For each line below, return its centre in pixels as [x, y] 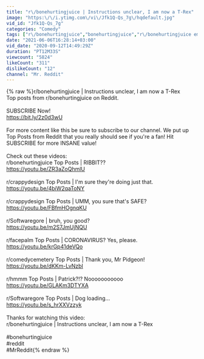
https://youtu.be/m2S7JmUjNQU [47, 227]
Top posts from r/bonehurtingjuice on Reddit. [63, 98]
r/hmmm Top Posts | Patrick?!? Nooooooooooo [65, 279]
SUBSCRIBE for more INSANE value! [52, 143]
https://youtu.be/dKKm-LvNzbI [45, 266]
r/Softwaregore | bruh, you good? [48, 221]
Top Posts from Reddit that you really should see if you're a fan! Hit [90, 137]
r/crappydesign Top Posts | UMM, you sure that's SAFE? [76, 201]
